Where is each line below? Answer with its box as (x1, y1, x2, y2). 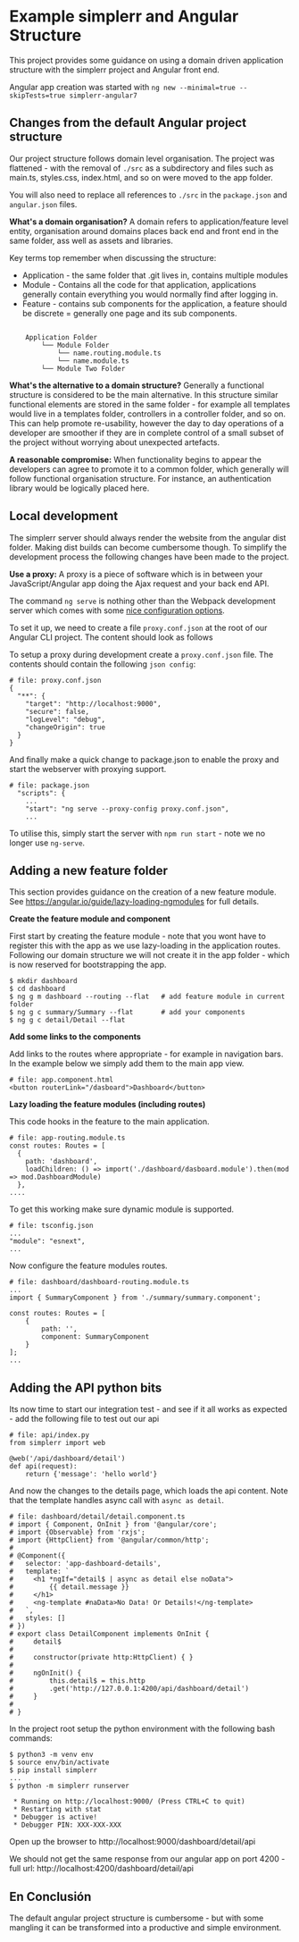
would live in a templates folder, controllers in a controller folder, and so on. (9, 408, 287, 419)
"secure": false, (25, 707, 90, 716)
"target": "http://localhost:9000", (25, 699, 162, 708)
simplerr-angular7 (69, 91, 138, 100)
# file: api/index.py (9, 1431, 90, 1440)
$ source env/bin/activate (9, 1758, 110, 1767)
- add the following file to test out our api (9, 1414, 160, 1425)
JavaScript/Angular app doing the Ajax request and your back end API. (9, 578, 270, 589)
